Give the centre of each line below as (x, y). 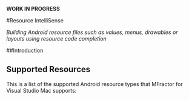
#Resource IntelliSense (35, 20)
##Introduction (25, 50)
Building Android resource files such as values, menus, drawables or (92, 32)
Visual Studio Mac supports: (41, 90)
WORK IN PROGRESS (33, 9)
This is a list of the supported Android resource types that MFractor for (94, 84)
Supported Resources (48, 69)
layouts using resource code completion (57, 38)
